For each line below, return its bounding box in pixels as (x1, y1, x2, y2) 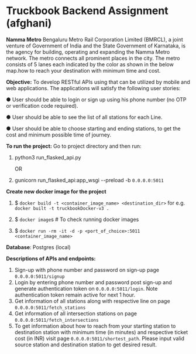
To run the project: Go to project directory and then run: (6, 142, 142, 149)
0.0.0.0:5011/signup (14, 274, 65, 280)
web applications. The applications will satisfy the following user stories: (6, 84, 181, 91)
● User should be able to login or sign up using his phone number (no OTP (6, 96, 187, 103)
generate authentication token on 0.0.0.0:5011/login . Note (14, 285, 158, 292)
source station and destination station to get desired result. (14, 341, 157, 348)
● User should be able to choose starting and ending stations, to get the (6, 125, 181, 132)
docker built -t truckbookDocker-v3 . (14, 205, 109, 212)
